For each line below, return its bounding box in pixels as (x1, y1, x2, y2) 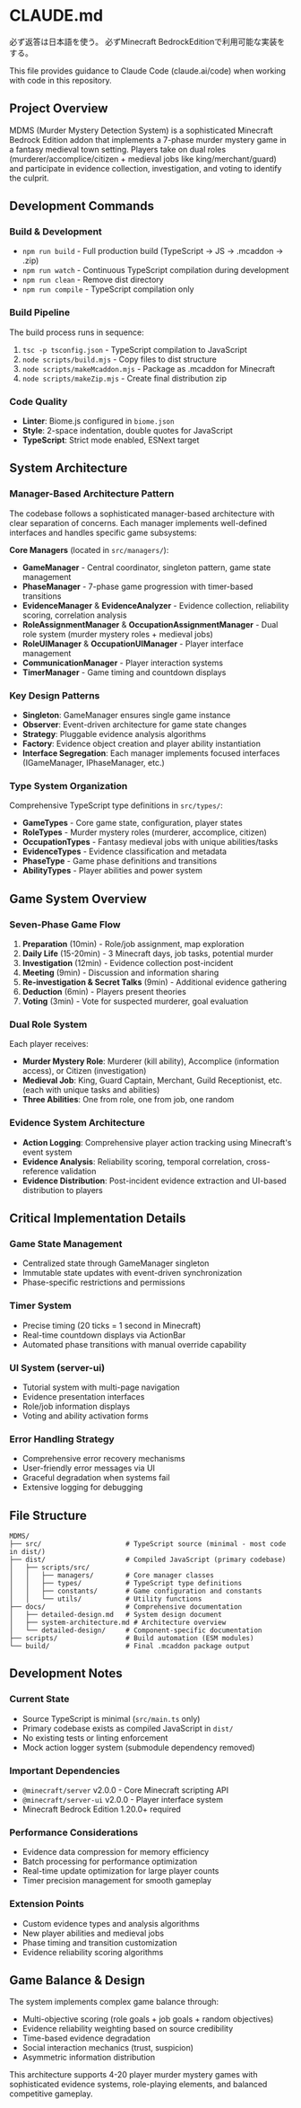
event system (21, 1146, 73, 1157)
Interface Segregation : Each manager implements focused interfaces (21, 748, 280, 759)
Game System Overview (9, 891, 148, 907)
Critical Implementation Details (9, 1210, 186, 1225)
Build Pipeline (9, 306, 70, 319)
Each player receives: (9, 1039, 90, 1050)
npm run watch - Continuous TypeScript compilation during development (21, 265, 289, 276)
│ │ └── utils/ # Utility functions (9, 1594, 202, 1603)
